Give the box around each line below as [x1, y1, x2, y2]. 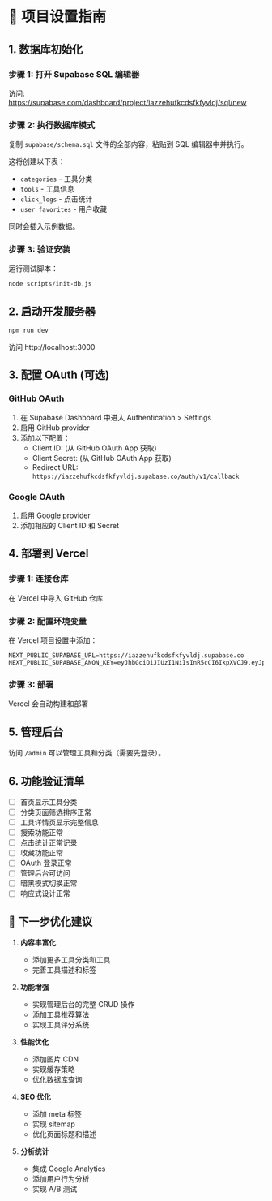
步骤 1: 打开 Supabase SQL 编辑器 [8, 68, 140, 80]
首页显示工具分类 [19, 797, 78, 807]
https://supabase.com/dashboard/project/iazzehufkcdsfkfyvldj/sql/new [8, 97, 247, 107]
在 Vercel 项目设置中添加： [8, 635, 98, 645]
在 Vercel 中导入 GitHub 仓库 [8, 593, 104, 603]
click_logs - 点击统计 [19, 194, 93, 204]
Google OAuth [8, 491, 66, 502]
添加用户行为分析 [32, 1174, 90, 1184]
